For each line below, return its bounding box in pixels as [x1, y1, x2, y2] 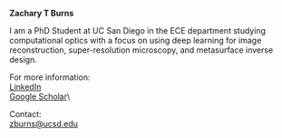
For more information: [9, 72, 91, 83]
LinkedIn [9, 82, 42, 92]
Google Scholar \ [9, 91, 71, 102]
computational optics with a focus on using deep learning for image [9, 35, 262, 45]
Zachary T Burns [9, 8, 74, 18]
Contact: [9, 109, 43, 119]
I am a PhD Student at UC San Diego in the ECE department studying [9, 25, 266, 35]
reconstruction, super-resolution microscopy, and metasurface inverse [9, 44, 274, 55]
